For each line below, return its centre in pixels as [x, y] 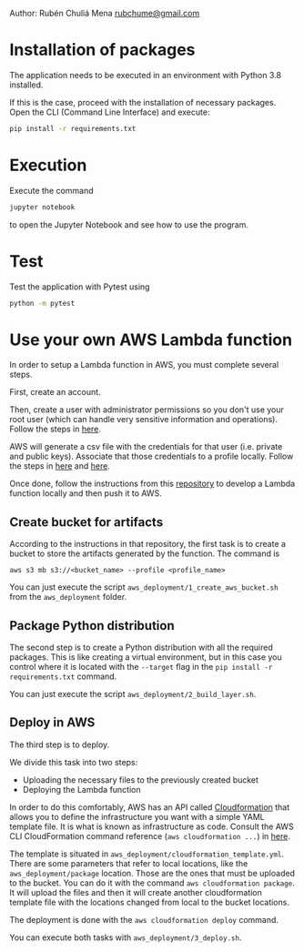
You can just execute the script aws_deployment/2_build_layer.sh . [133, 694]
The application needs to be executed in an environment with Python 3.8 [146, 75]
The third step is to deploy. [60, 744]
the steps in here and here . [60, 466]
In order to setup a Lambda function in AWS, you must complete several [144, 365]
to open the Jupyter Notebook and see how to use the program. [129, 224]
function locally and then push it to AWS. [86, 493]
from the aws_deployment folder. [68, 597]
